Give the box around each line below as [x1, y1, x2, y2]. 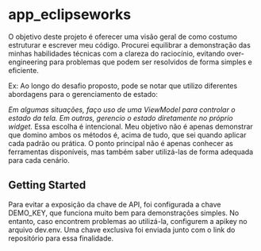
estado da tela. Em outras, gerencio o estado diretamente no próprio [8, 113, 234, 122]
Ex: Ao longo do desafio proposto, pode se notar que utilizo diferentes [8, 81, 238, 91]
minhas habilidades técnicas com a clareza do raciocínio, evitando [8, 48, 225, 58]
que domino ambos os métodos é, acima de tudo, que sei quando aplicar [8, 129, 247, 140]
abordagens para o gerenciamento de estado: [8, 89, 159, 98]
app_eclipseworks [8, 6, 132, 24]
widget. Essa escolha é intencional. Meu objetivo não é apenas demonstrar [8, 122, 254, 131]
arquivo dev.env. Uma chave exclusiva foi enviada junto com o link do [8, 225, 236, 234]
